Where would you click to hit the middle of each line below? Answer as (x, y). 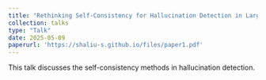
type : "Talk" (30, 30)
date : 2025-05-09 (37, 38)
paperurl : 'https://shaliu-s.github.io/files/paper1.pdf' (106, 45)
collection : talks (38, 23)
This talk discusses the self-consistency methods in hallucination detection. (132, 67)
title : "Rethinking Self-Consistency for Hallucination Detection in (125, 15)
